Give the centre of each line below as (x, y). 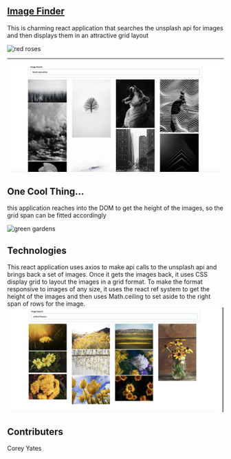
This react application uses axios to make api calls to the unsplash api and (112, 267)
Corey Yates (24, 448)
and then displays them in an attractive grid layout (78, 35)
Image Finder (36, 11)
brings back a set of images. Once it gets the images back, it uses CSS (108, 274)
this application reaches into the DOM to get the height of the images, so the (115, 208)
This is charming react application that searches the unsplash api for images (115, 28)
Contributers (35, 432)
